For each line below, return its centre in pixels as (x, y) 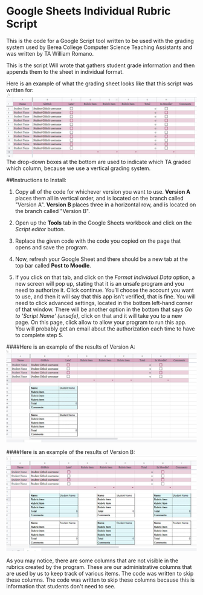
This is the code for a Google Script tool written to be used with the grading (100, 41)
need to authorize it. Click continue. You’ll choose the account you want (105, 290)
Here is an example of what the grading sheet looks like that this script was (100, 84)
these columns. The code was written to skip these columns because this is (101, 580)
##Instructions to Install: (36, 180)
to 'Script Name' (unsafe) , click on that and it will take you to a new (98, 315)
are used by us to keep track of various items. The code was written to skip (100, 573)
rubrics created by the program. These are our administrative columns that (99, 567)
